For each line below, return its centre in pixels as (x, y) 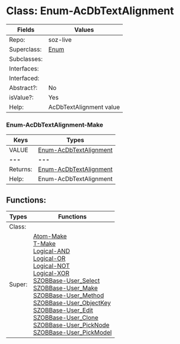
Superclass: (25, 49)
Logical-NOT (52, 266)
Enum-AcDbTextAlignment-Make (55, 124)
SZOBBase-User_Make (66, 288)
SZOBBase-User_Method (69, 295)
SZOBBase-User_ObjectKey (72, 303)
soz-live (60, 40)
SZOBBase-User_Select (67, 281)
